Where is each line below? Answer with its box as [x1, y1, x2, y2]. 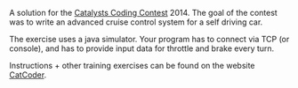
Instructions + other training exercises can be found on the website [9, 61, 255, 70]
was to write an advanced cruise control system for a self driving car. [9, 17, 263, 27]
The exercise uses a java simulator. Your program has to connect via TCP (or [9, 34, 290, 44]
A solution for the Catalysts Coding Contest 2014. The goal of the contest [9, 8, 278, 18]
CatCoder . [9, 70, 47, 80]
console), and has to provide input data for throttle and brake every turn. [9, 43, 275, 54]
